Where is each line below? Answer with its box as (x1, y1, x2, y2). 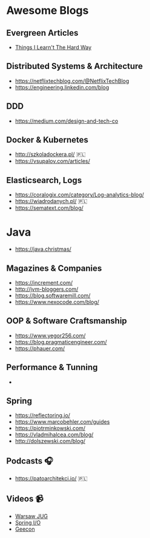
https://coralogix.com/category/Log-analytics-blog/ (15, 191, 144, 198)
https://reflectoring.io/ (15, 412, 71, 419)
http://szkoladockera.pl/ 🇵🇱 (15, 151, 86, 158)
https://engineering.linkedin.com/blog (15, 83, 109, 91)
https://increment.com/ (15, 279, 73, 286)
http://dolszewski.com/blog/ (15, 438, 86, 445)
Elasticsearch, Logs (6, 175, 82, 185)
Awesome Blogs (6, 4, 89, 18)
